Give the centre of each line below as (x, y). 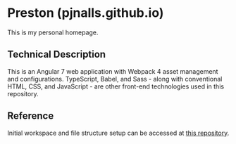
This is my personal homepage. (53, 32)
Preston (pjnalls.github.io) (86, 13)
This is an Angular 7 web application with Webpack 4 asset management (113, 71)
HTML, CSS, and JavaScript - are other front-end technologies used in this (116, 86)
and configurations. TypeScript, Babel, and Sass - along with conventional (115, 79)
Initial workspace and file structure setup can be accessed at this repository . (118, 133)
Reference (31, 116)
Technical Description (57, 54)
